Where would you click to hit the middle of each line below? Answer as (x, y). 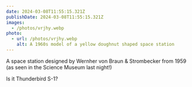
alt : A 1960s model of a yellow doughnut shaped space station (96, 45)
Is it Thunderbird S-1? (32, 78)
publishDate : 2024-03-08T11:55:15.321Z (55, 17)
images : (16, 22)
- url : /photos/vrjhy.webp (44, 39)
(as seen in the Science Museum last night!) (59, 67)
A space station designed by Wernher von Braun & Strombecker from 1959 (96, 61)
